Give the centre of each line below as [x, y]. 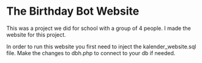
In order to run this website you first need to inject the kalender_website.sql [101, 46]
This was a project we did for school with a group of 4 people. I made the [99, 28]
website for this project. [36, 34]
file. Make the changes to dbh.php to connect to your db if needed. [91, 53]
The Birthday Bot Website [73, 11]
